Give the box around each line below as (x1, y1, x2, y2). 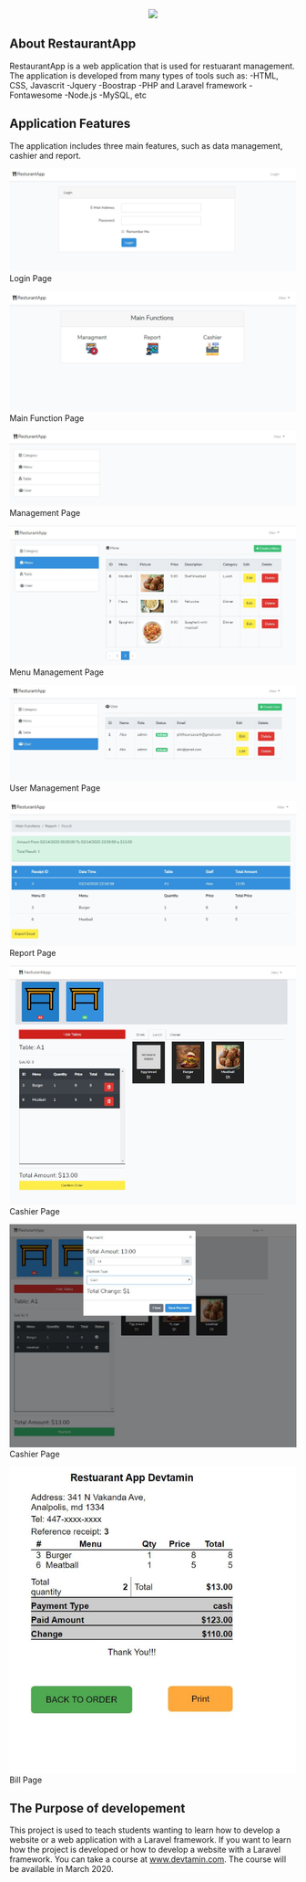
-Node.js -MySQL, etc (64, 89, 148, 100)
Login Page (9, 272, 53, 283)
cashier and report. (9, 150, 82, 161)
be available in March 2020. (9, 1864, 114, 1875)
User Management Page (9, 782, 101, 794)
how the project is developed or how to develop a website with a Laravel (9, 1845, 280, 1856)
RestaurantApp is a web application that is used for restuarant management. (9, 60, 295, 71)
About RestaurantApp (9, 37, 137, 52)
